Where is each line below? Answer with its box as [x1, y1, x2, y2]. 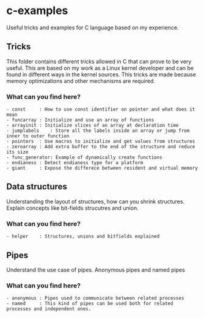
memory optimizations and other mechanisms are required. [6, 77, 156, 84]
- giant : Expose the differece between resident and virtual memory [6, 165, 199, 172]
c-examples [6, 4, 68, 18]
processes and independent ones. [6, 306, 92, 312]
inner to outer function [6, 133, 70, 139]
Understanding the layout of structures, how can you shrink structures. [6, 198, 185, 205]
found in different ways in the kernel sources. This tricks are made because [6, 71, 197, 78]
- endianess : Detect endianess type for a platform [6, 160, 144, 166]
